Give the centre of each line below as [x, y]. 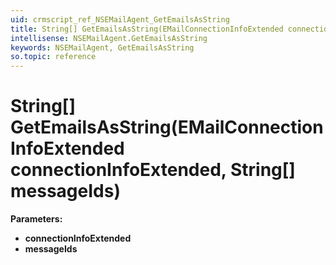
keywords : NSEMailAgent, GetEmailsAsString [102, 47]
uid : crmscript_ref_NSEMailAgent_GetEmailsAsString [120, 19]
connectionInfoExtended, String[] [153, 170]
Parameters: [36, 219]
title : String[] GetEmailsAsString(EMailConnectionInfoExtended [147, 29]
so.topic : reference [53, 57]
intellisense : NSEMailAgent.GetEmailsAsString [109, 38]
